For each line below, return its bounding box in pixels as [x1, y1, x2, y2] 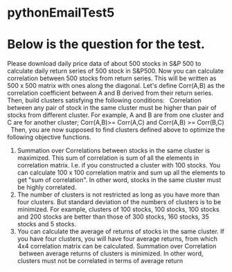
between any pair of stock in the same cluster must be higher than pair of [7, 104, 217, 112]
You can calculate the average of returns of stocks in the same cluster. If [17, 227, 225, 236]
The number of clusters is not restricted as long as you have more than [17, 190, 220, 199]
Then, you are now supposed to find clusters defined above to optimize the [10, 126, 225, 134]
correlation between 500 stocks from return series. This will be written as [7, 74, 217, 82]
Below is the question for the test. [7, 37, 206, 53]
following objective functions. [7, 133, 91, 141]
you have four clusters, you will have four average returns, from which [17, 235, 218, 243]
